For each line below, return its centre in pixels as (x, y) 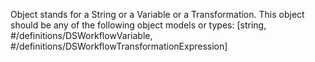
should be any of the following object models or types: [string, (138, 25)
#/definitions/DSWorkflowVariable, (81, 35)
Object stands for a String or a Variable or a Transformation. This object (157, 14)
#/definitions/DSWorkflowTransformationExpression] (119, 46)
